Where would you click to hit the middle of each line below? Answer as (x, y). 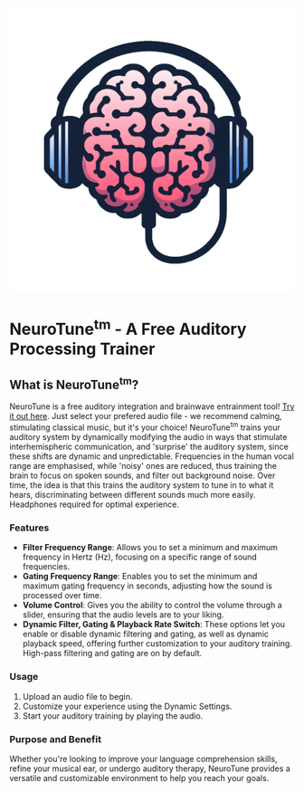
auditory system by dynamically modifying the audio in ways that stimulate (148, 436)
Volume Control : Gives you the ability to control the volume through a (152, 606)
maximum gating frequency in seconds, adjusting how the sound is (147, 586)
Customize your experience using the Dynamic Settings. (127, 706)
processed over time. (62, 596)
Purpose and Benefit (56, 739)
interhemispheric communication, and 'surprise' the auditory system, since (149, 446)
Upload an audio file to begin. (77, 696)
